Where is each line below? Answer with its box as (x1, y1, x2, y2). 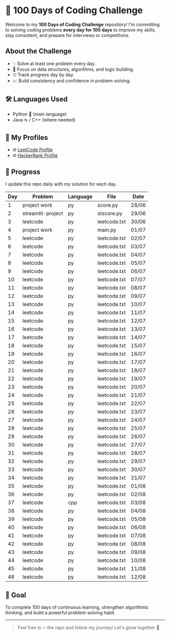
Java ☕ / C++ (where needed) (12, 116, 76, 123)
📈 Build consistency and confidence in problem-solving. (12, 77, 131, 83)
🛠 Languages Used (5, 95, 68, 104)
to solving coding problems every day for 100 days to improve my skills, (5, 26, 156, 33)
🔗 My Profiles (5, 133, 48, 142)
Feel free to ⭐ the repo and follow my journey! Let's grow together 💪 (17, 625, 160, 630)
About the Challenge (5, 47, 72, 55)
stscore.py (97, 210, 123, 217)
